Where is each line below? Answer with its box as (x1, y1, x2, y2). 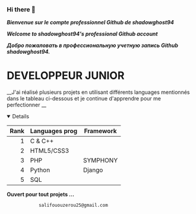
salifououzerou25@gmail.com (38, 202, 109, 209)
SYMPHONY (83, 156, 118, 165)
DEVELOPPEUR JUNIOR (7, 69, 125, 83)
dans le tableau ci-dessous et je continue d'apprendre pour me (7, 95, 162, 102)
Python (30, 166, 50, 174)
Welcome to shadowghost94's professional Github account (7, 30, 158, 37)
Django (83, 166, 103, 174)
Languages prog (30, 127, 78, 136)
